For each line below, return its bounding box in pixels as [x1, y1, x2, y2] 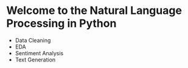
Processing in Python [6, 16, 117, 30]
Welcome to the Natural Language [6, 4, 183, 18]
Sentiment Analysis [15, 49, 64, 56]
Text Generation [15, 56, 56, 63]
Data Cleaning [15, 36, 51, 44]
